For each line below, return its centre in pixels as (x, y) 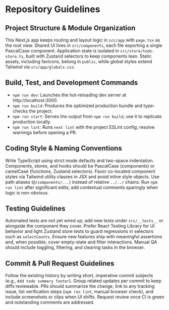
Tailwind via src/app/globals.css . (40, 67)
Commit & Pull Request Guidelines (60, 263)
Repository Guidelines (53, 9)
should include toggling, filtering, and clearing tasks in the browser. (75, 247)
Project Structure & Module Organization (70, 28)
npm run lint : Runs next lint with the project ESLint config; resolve (83, 127)
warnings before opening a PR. (45, 132)
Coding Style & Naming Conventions (64, 148)
